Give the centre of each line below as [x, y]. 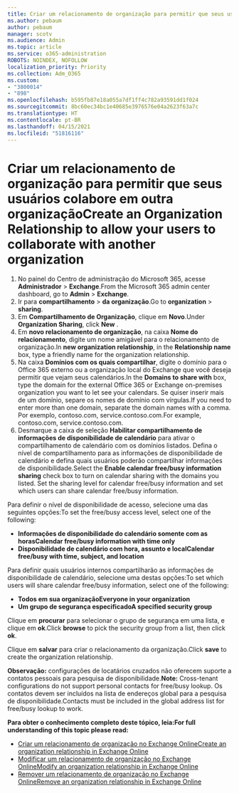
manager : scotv [30, 34]
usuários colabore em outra [90, 198]
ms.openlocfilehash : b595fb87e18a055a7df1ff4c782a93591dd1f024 [103, 100]
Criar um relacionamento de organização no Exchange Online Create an [122, 744]
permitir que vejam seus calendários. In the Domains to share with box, [122, 378]
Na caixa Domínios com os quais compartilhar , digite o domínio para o [122, 362]
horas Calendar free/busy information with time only [96, 541]
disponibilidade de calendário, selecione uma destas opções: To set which [116, 578]
